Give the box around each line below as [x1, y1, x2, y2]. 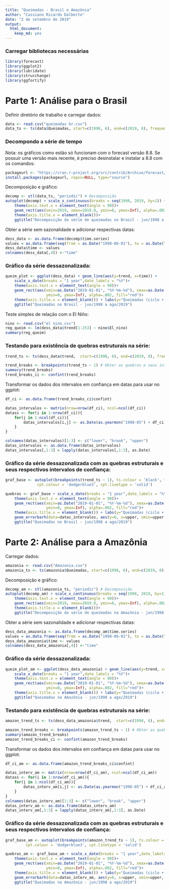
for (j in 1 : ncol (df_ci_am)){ [14, 780, 76, 785]
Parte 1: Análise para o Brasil [5, 95, 127, 106]
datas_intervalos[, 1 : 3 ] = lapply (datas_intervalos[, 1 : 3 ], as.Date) [5, 448, 151, 453]
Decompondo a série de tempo [5, 138, 82, 145]
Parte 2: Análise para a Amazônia [5, 537, 148, 548]
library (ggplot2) [5, 64, 42, 69]
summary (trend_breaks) [5, 368, 53, 373]
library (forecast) [5, 59, 44, 64]
